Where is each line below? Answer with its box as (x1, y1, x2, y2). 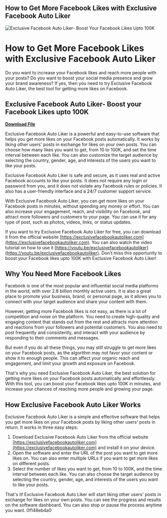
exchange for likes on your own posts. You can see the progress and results (5, 497, 161, 503)
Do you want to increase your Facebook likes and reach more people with (5, 69, 157, 75)
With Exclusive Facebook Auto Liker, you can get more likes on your (5, 198, 145, 204)
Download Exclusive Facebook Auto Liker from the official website (12, 434, 149, 440)
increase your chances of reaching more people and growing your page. (5, 386, 154, 392)
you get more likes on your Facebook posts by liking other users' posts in (5, 419, 156, 425)
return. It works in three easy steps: (5, 424, 78, 431)
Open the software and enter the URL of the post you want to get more (12, 450, 158, 456)
